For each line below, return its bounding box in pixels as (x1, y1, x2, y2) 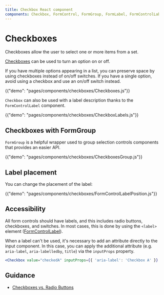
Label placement (5, 168, 57, 176)
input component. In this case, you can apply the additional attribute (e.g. (5, 243, 152, 249)
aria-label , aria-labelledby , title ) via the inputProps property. (5, 248, 135, 254)
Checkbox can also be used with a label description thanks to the (5, 98, 134, 103)
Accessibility (5, 205, 46, 213)
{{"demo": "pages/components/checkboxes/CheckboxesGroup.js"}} (5, 154, 143, 160)
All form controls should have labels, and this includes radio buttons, (5, 218, 143, 223)
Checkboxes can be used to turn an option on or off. (5, 58, 110, 64)
